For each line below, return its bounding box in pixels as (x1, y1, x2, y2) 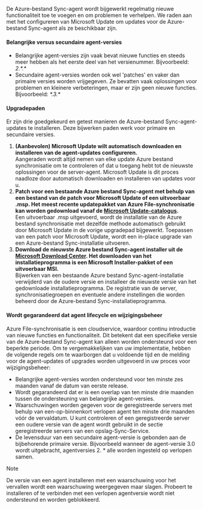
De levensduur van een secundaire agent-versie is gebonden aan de (15, 434, 187, 441)
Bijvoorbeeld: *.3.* (15, 91, 61, 98)
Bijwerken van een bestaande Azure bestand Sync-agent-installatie (15, 272, 184, 279)
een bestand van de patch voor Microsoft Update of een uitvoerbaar (15, 194, 190, 202)
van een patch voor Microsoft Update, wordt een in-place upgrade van (15, 233, 192, 241)
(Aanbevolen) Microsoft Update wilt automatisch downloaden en (15, 143, 182, 150)
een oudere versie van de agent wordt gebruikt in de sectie (15, 420, 164, 428)
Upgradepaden (6, 104, 45, 112)
